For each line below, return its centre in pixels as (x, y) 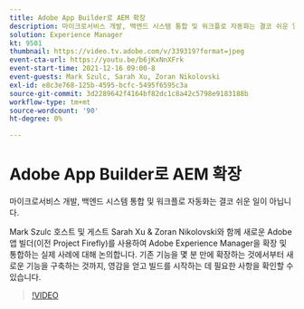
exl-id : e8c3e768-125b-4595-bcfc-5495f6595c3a (99, 85)
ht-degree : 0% (36, 119)
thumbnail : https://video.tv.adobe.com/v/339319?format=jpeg (127, 52)
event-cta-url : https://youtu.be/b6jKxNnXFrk (96, 60)
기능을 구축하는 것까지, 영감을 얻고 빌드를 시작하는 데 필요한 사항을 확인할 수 (160, 266)
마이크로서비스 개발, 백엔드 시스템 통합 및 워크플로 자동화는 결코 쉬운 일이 (138, 201)
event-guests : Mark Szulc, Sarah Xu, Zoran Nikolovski (115, 77)
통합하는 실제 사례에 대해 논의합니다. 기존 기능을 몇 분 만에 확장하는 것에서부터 (147, 255)
